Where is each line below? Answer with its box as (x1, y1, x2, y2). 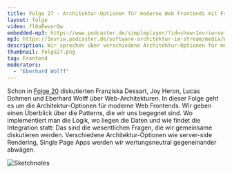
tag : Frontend (7, 55, 48, 62)
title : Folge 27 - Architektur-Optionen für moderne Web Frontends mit (7, 10, 217, 17)
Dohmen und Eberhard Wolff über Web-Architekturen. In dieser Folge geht (7, 94, 219, 102)
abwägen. (7, 145, 36, 154)
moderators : (7, 61, 41, 68)
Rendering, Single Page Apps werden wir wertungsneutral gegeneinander (7, 138, 217, 146)
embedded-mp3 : (7, 29, 48, 37)
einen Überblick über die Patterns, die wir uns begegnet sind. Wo (7, 108, 193, 117)
